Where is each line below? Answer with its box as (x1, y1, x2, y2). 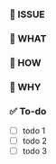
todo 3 (22, 146, 48, 157)
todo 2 (22, 135, 48, 147)
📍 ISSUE (9, 8, 45, 21)
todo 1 (22, 125, 46, 136)
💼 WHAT (9, 32, 47, 44)
